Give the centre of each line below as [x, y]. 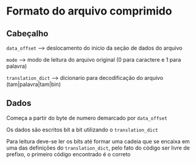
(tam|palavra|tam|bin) [33, 84]
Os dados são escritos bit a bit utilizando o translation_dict [82, 130]
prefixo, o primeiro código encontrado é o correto [68, 154]
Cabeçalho [27, 34]
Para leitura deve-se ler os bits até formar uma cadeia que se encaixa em [98, 141]
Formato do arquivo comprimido [89, 11]
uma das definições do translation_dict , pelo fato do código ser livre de [98, 148]
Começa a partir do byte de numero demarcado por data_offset [87, 118]
